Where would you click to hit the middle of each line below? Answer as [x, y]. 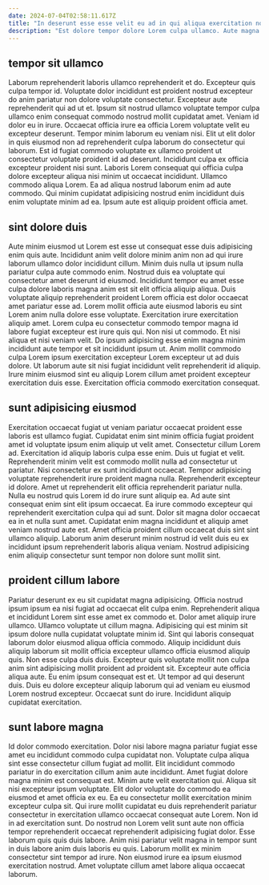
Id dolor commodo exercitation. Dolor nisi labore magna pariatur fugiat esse [133, 746]
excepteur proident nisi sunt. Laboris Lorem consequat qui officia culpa [126, 168]
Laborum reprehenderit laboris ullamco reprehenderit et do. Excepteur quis [132, 83]
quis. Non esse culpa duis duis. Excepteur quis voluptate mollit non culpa [129, 660]
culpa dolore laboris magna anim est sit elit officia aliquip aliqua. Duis [122, 289]
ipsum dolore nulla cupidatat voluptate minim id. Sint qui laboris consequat [131, 634]
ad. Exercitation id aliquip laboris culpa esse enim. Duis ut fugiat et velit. [127, 453]
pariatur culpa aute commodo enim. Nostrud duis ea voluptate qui [117, 272]
